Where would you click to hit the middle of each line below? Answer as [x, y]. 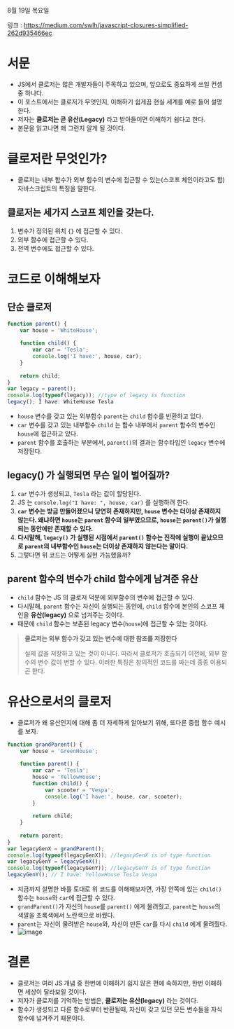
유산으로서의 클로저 [59, 702]
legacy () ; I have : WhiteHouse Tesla [60, 402]
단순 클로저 [30, 307]
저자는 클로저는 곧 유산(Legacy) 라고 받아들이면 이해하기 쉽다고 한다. [111, 119]
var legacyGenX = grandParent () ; [56, 849]
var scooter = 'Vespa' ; [79, 790]
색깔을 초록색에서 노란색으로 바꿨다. [66, 915]
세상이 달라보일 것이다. [56, 992]
